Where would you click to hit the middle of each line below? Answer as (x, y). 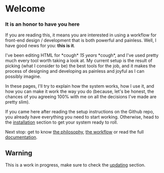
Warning (19, 153)
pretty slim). (17, 102)
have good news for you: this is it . (40, 46)
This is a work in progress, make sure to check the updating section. (75, 165)
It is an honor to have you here (42, 24)
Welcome (25, 9)
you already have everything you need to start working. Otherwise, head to (82, 117)
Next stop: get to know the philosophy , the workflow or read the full (75, 132)
